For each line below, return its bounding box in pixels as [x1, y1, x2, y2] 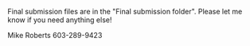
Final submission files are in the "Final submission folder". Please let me [7, 7, 243, 16]
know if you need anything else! [7, 15, 112, 25]
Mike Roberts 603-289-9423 [7, 31, 103, 40]
